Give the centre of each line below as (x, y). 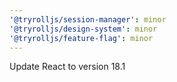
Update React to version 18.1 (67, 67)
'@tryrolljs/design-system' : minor (83, 29)
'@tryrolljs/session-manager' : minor (88, 19)
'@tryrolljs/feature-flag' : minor (81, 38)
